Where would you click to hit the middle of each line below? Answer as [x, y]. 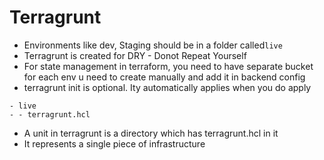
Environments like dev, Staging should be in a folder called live [153, 45]
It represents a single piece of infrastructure [114, 143]
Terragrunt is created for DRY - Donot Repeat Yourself [135, 55]
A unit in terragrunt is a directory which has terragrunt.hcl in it [151, 133]
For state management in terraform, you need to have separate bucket [168, 66]
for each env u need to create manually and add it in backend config [164, 77]
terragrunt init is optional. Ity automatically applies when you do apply [167, 87]
